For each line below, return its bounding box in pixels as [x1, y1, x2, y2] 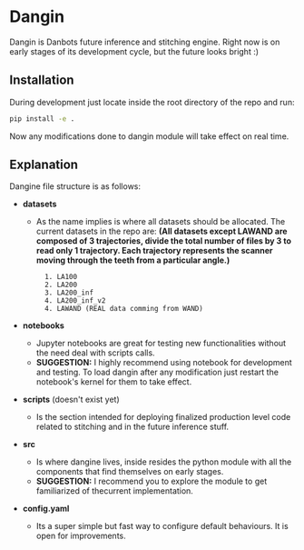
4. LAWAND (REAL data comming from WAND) [44, 305, 204, 314]
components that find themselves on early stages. [35, 466, 224, 477]
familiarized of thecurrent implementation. [35, 485, 193, 496]
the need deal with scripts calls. [35, 347, 156, 358]
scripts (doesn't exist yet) [22, 394, 120, 405]
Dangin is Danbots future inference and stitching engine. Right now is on [9, 36, 280, 47]
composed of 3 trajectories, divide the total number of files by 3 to [35, 235, 292, 246]
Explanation [9, 157, 79, 173]
